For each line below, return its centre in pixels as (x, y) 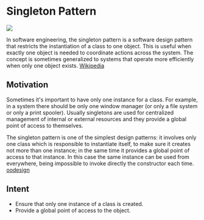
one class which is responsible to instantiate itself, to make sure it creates (98, 144)
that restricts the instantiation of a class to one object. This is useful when (99, 46)
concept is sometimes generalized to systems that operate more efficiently (100, 59)
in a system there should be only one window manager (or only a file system (102, 106)
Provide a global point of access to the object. (73, 210)
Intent (18, 189)
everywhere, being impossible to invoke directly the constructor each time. (100, 163)
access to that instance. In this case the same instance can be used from (98, 156)
